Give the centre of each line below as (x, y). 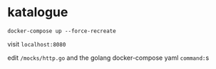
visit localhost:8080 (37, 44)
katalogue (38, 12)
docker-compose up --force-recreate (62, 31)
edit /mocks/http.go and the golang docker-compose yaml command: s (108, 58)
